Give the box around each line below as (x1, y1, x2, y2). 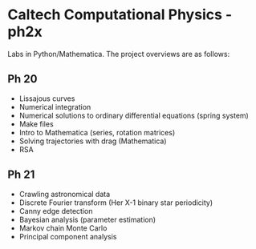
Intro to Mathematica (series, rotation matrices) (18, 127, 176, 137)
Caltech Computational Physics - (7, 6, 233, 24)
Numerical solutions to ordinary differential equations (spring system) (18, 110, 250, 120)
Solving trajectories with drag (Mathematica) (18, 136, 167, 146)
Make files (18, 118, 54, 129)
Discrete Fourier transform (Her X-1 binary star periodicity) (18, 198, 213, 207)
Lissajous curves (18, 94, 75, 103)
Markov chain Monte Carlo (18, 223, 108, 233)
